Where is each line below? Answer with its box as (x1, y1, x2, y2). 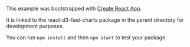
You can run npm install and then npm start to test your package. (6, 34, 167, 41)
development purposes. (6, 23, 64, 29)
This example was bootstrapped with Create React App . (6, 5, 142, 12)
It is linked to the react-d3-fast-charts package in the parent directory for (6, 16, 184, 23)
